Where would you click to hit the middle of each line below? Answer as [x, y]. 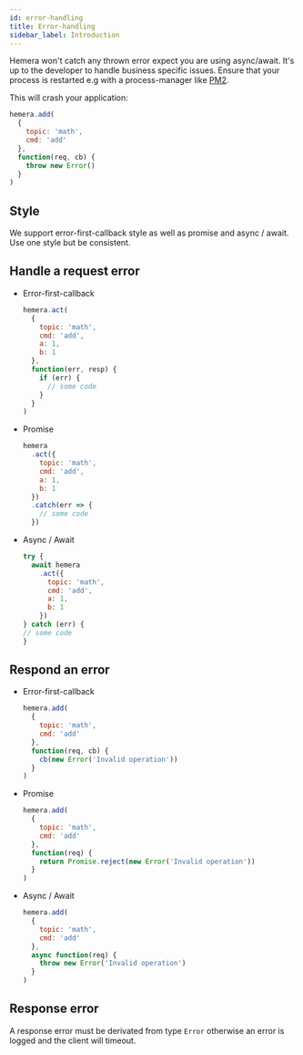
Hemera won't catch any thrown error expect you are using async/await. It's [152, 61]
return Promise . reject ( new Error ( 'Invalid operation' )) [147, 862]
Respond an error [60, 670]
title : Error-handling [52, 26]
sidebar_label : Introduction [65, 35]
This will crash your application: [69, 98]
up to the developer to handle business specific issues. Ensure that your [145, 70]
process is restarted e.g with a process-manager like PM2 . [119, 80]
